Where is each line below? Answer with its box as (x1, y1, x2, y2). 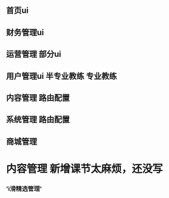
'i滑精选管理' (6, 184, 42, 193)
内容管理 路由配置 (6, 93, 70, 103)
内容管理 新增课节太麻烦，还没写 (6, 162, 163, 175)
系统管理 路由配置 (6, 115, 70, 125)
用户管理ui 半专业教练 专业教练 (6, 71, 117, 81)
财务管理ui (6, 27, 44, 37)
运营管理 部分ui (6, 49, 62, 59)
